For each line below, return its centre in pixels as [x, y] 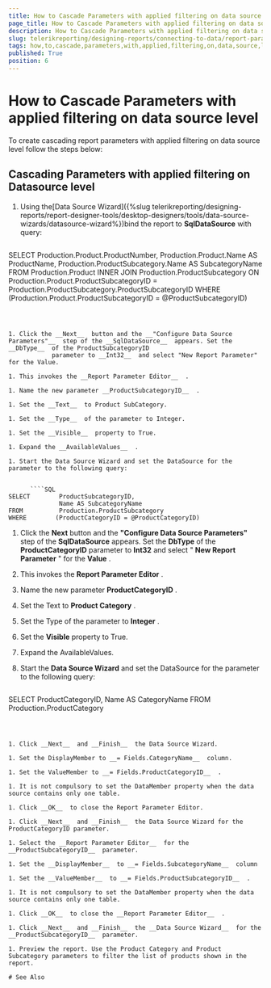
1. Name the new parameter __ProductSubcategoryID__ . [104, 390]
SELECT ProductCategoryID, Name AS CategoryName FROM [110, 699]
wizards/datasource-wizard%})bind [79, 224]
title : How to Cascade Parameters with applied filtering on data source [135, 16]
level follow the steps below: [56, 149]
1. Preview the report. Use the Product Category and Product [115, 949]
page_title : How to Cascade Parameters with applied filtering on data [131, 23]
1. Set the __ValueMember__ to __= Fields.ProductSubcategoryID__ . [129, 878]
